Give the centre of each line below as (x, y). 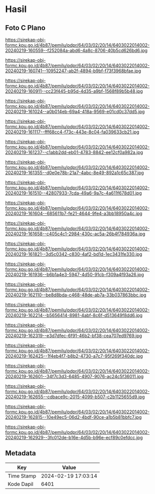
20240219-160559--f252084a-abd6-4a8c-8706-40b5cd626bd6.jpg (76, 50)
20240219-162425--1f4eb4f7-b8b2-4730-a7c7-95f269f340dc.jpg (74, 356)
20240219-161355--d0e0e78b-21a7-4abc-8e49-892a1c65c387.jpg (74, 173)
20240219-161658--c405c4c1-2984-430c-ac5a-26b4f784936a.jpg (75, 234)
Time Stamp (22, 476)
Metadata (21, 453)
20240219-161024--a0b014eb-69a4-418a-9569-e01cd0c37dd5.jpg (75, 112)
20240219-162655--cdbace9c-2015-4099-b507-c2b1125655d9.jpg (75, 397)
